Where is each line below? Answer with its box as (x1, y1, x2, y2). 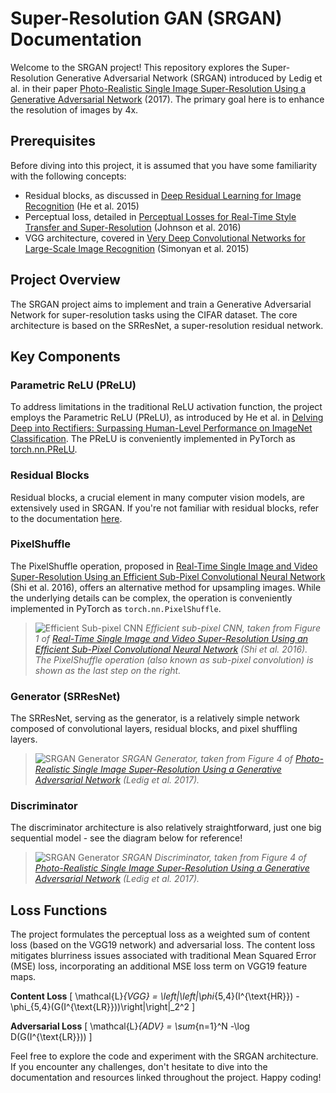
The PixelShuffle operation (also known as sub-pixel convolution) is (34, 653, 314, 666)
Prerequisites (10, 133, 96, 150)
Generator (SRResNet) (10, 689, 121, 703)
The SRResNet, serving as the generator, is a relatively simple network (10, 712, 300, 724)
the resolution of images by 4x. (10, 103, 139, 116)
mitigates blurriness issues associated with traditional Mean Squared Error (10, 950, 317, 962)
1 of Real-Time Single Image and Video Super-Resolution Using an (34, 632, 309, 644)
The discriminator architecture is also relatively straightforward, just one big (10, 822, 322, 834)
